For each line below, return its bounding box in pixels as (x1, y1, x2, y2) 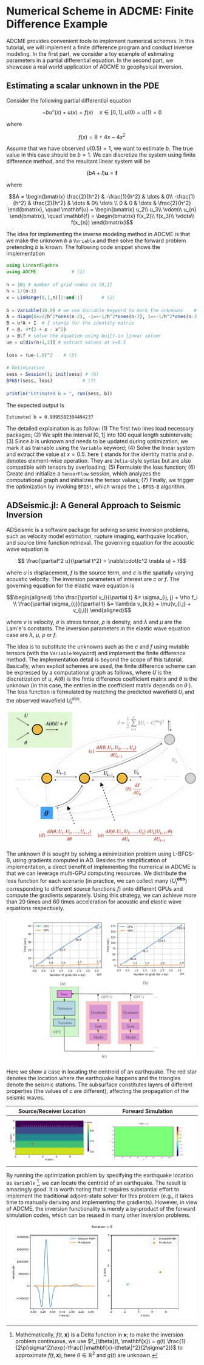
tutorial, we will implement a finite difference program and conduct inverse (6, 44, 192, 51)
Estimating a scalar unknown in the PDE (6, 81, 160, 91)
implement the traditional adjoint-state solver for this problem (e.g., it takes (6, 1192, 194, 1199)
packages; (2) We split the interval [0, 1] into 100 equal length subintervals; (6, 431, 192, 438)
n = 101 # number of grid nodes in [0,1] (6, 282, 113, 288)
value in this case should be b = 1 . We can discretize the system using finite (6, 151, 196, 158)
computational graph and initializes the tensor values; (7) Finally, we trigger (6, 476, 194, 483)
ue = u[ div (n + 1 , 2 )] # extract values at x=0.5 (6, 339, 126, 346)
